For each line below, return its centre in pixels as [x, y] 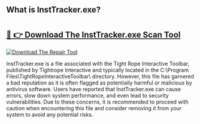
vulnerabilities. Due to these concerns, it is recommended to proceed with [97, 102]
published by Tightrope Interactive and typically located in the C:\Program [98, 70]
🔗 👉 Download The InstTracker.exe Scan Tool [93, 34]
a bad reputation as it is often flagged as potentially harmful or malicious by [99, 83]
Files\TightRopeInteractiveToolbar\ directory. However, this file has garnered [100, 76]
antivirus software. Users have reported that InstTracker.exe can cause [94, 89]
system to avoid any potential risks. [50, 114]
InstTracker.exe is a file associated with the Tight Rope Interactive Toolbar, [98, 63]
